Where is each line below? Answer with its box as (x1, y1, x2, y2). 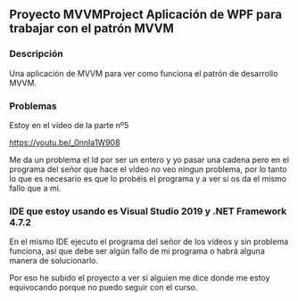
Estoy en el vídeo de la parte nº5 (9, 119, 129, 130)
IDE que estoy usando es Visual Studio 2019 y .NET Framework (9, 205, 287, 217)
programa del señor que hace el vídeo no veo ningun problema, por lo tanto (9, 164, 287, 175)
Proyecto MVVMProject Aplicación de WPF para (9, 7, 283, 22)
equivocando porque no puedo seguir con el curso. (9, 282, 198, 293)
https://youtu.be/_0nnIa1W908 (9, 137, 120, 148)
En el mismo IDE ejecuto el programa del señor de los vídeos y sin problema (9, 236, 289, 248)
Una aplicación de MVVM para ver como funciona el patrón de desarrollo (9, 68, 278, 78)
